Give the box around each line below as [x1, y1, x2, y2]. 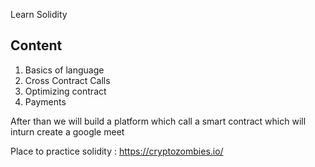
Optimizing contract [24, 85, 107, 97]
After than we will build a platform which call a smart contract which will [10, 115, 307, 127]
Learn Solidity [10, 9, 68, 20]
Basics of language [24, 64, 105, 76]
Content [10, 37, 63, 54]
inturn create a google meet [10, 125, 125, 138]
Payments [24, 95, 67, 108]
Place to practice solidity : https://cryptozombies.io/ [10, 145, 224, 157]
